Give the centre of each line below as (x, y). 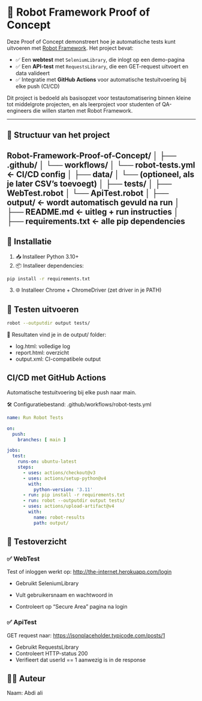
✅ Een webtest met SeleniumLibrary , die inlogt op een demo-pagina (100, 59)
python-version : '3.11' (63, 489)
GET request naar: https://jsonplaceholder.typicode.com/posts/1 (86, 635)
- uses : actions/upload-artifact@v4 (68, 507)
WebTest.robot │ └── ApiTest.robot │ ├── (88, 193)
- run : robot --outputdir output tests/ (74, 501)
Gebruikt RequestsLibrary (47, 647)
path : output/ (51, 523)
